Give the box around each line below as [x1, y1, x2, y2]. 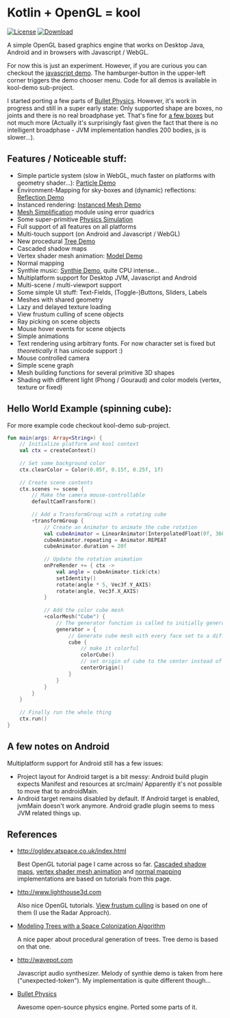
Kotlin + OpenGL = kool [7, 5, 141, 21]
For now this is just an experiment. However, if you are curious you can [7, 61, 207, 69]
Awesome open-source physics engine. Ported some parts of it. [16, 1003, 197, 1011]
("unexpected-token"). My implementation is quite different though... [16, 977, 211, 985]
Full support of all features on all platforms [16, 222, 137, 231]
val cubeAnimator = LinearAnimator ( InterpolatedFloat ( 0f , [43, 530, 213, 537]
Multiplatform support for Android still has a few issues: [7, 759, 164, 767]
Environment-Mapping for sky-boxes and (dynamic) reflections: [16, 185, 196, 194]
